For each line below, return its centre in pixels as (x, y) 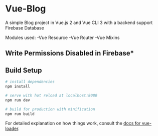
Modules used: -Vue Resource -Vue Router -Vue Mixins (62, 37)
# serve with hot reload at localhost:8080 (51, 95)
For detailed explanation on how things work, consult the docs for (73, 123)
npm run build (20, 114)
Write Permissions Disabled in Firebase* (70, 53)
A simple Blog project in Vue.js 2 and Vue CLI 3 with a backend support (79, 22)
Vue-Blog (26, 9)
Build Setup (24, 70)
